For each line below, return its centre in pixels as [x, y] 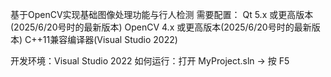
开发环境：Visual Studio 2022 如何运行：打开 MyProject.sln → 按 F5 [150, 61]
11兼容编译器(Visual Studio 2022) [110, 39]
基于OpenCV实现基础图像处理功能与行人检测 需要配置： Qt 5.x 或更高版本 [162, 14]
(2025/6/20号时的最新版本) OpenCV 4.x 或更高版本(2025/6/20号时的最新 [161, 27]
